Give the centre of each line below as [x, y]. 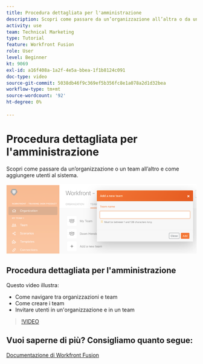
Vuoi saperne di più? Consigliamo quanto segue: [100, 341]
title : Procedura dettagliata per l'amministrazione [74, 13]
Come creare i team [40, 303]
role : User [20, 51]
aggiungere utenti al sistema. [42, 175]
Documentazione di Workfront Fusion [53, 355]
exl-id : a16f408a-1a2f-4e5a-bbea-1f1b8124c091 [66, 70]
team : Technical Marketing [40, 32]
